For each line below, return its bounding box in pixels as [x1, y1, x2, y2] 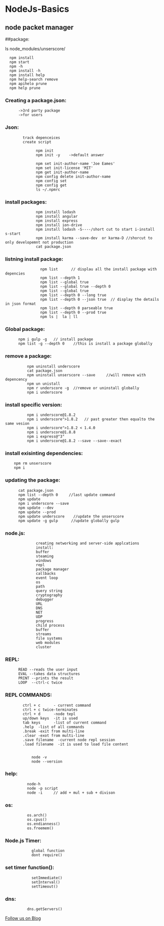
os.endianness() [27, 821, 60, 827]
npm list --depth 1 [40, 276, 80, 281]
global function [31, 848, 65, 853]
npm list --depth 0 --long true [40, 293, 107, 298]
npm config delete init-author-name [36, 174, 111, 179]
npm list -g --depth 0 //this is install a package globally [18, 341, 153, 346]
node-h [27, 781, 41, 786]
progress [36, 618, 54, 623]
